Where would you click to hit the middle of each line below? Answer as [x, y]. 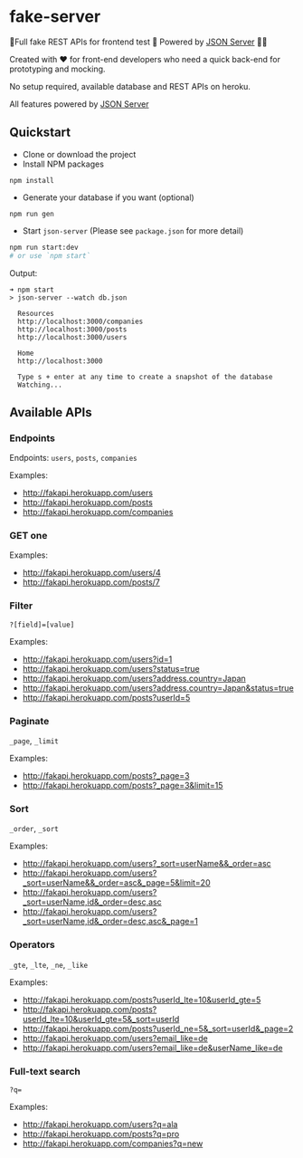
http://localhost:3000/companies [80, 321]
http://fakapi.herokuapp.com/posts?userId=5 [106, 697]
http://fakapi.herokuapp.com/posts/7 [91, 582]
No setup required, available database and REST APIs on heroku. [130, 86]
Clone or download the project [79, 154]
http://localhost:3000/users [72, 337]
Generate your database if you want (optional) [108, 197]
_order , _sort [34, 828]
